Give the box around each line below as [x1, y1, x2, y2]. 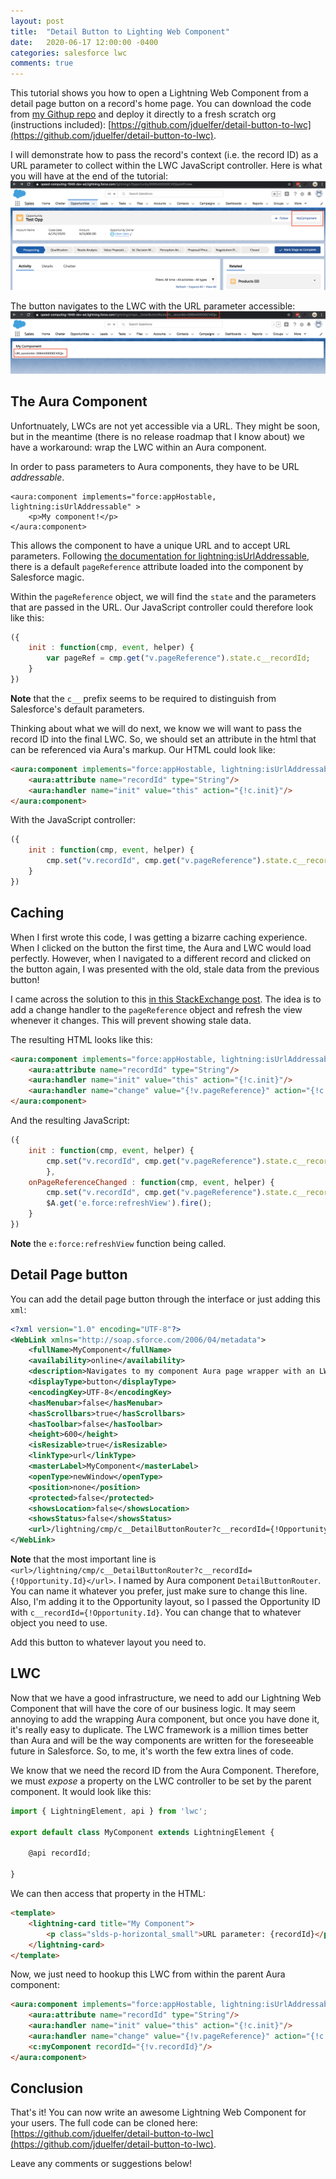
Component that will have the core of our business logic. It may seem [10, 1702, 297, 1714]
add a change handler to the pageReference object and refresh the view [10, 1003, 303, 1015]
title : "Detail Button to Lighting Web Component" [10, 26, 230, 37]
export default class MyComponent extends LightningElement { [10, 1827, 275, 1837]
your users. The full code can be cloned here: [10, 2117, 198, 2129]
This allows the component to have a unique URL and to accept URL [10, 539, 291, 551]
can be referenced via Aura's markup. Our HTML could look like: [10, 743, 276, 755]
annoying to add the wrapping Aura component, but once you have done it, [10, 1713, 320, 1725]
